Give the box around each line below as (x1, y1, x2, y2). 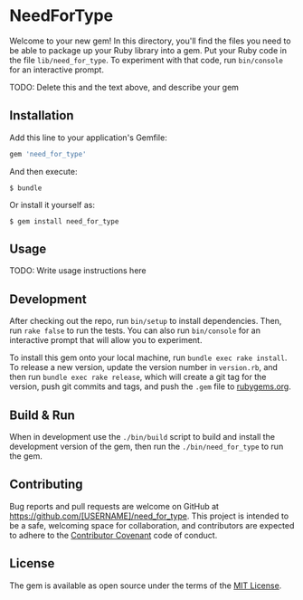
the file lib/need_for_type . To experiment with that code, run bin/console (9, 54, 283, 65)
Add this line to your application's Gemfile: (9, 132, 167, 143)
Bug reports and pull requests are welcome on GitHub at (9, 500, 220, 511)
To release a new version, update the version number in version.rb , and (9, 362, 279, 373)
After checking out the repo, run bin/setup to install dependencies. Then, (9, 316, 282, 327)
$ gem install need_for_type (9, 216, 119, 226)
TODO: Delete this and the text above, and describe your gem (9, 81, 240, 92)
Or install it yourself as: (9, 199, 95, 210)
